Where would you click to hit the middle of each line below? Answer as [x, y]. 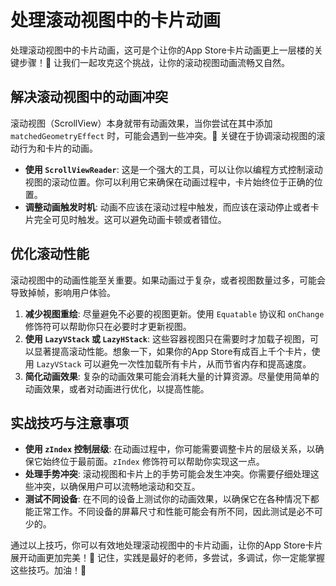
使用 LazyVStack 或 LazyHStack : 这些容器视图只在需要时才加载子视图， [167, 338]
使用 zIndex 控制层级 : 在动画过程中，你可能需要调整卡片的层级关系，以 [170, 449]
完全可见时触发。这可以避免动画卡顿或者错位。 [130, 219]
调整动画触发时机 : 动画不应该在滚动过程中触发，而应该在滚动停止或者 [167, 207]
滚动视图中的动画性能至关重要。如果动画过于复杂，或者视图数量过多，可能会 [168, 280]
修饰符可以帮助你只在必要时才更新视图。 [108, 326]
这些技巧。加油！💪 [48, 570]
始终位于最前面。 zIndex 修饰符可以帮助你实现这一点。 [153, 462]
